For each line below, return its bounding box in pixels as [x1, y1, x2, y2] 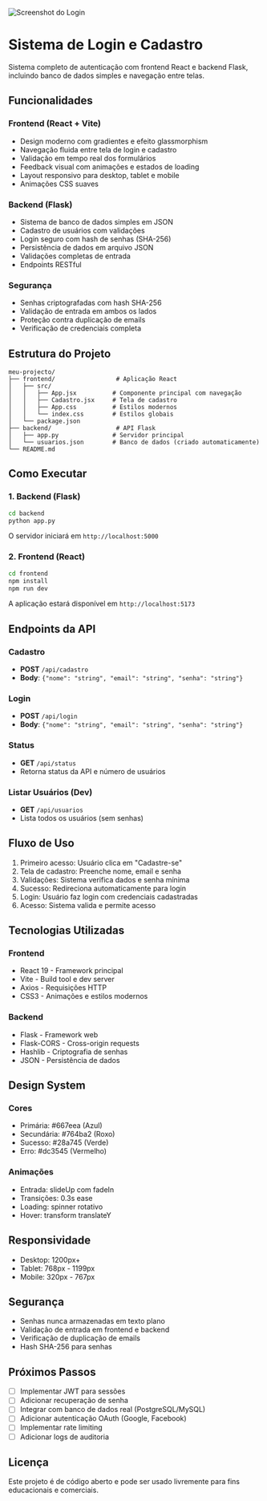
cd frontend [8, 570, 48, 578]
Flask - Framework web [19, 1029, 99, 1039]
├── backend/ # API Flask [8, 424, 156, 432]
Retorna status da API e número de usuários [19, 766, 166, 776]
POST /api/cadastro [19, 664, 89, 674]
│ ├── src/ [8, 382, 52, 391]
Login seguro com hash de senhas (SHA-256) [19, 233, 172, 244]
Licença [8, 1455, 50, 1469]
